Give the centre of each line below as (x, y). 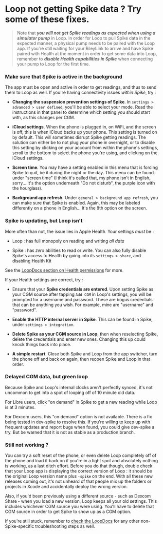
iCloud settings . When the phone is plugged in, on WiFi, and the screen (84, 127)
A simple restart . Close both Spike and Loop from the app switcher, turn (85, 354)
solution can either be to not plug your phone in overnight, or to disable (83, 143)
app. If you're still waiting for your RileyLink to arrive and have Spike (85, 48)
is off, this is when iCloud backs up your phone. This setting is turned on (84, 132)
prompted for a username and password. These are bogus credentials (82, 299)
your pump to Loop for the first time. (53, 64)
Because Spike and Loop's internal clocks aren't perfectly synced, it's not (79, 387)
